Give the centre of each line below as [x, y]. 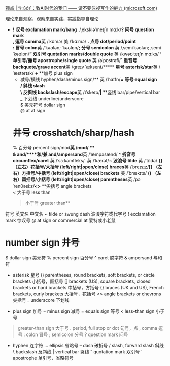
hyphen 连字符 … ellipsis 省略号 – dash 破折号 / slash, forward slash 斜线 [88, 345]
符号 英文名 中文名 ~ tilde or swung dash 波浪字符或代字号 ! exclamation [80, 213]
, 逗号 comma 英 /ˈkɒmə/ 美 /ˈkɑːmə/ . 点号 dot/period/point [74, 41]
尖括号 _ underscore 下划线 [41, 300]
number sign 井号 [42, 243]
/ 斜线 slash [32, 86]
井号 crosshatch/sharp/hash [73, 133]
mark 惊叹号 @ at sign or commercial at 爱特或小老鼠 [60, 220]
